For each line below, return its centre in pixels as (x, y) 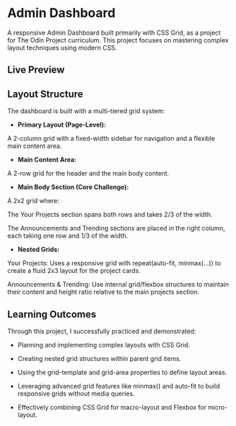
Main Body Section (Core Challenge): (73, 187)
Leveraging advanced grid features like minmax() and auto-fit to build (119, 386)
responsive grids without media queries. (76, 393)
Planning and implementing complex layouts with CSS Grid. (104, 345)
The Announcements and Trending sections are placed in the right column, (116, 229)
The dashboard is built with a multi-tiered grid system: (86, 111)
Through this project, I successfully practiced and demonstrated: (102, 331)
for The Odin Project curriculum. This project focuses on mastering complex (118, 40)
